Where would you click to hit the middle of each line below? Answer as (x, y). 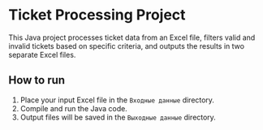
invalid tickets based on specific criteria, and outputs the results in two (127, 45)
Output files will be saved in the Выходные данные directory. (118, 117)
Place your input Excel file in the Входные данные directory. (117, 100)
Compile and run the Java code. (73, 108)
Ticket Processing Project (97, 15)
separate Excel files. (42, 54)
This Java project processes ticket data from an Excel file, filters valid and (132, 37)
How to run (37, 80)
